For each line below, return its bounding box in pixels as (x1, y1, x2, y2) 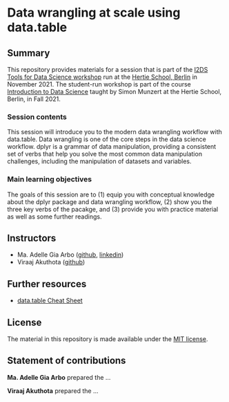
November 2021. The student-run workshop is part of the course (7, 80, 191, 88)
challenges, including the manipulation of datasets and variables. (7, 157, 192, 165)
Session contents (7, 112, 67, 122)
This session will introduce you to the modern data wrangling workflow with (7, 128, 223, 136)
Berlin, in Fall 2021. (7, 95, 61, 103)
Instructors (7, 232, 57, 244)
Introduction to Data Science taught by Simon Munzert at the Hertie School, (7, 88, 222, 95)
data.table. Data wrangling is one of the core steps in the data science (7, 135, 207, 143)
